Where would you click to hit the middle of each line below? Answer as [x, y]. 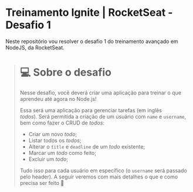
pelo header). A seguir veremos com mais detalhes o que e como [99, 177]
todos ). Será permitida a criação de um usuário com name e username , [103, 116]
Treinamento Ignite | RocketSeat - [89, 13]
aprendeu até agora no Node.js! [58, 99]
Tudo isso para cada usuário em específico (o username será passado [103, 170]
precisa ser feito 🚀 [42, 183]
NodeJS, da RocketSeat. [35, 48]
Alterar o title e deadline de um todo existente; [87, 146]
